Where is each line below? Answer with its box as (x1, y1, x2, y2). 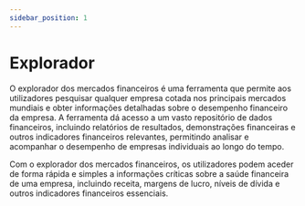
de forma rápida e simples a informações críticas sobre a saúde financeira (9, 168, 289, 179)
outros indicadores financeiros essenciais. (9, 188, 169, 199)
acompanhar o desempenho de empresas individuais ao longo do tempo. (9, 140, 285, 151)
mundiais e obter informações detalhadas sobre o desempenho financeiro (9, 102, 289, 113)
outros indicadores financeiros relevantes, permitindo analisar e (9, 131, 249, 142)
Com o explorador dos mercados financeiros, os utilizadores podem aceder (9, 159, 294, 170)
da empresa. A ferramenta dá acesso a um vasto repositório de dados (9, 111, 273, 123)
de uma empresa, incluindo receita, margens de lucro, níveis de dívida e (9, 178, 280, 189)
